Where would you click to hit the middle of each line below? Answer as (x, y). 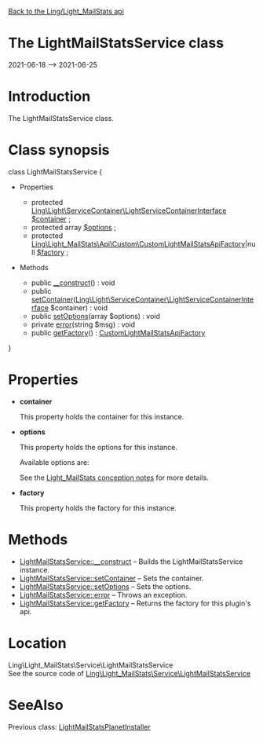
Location (37, 643)
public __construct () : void (73, 283)
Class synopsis (59, 150)
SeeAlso (36, 705)
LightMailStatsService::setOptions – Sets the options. (105, 586)
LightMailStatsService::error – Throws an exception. (103, 594)
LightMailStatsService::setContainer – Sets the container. (111, 578)
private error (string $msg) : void (83, 324)
